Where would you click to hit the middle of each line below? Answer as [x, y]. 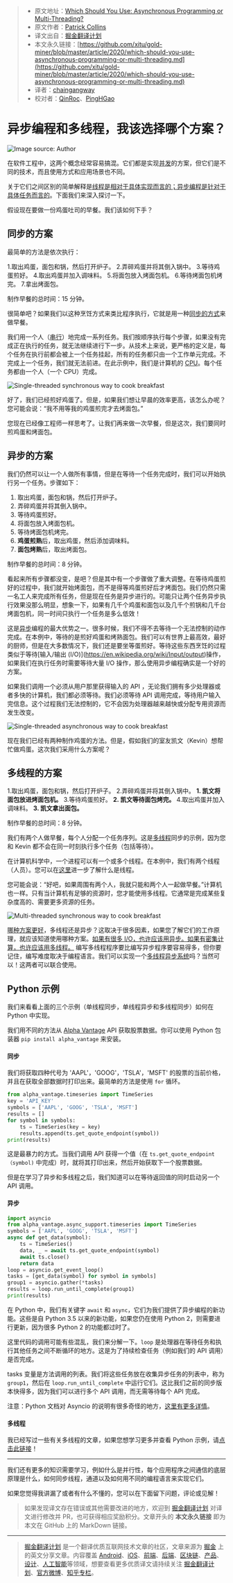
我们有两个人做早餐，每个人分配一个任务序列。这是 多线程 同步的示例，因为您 [116, 838]
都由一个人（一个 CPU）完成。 [57, 371]
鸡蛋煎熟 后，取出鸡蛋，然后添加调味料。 [75, 540]
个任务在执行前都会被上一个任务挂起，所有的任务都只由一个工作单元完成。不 [116, 354]
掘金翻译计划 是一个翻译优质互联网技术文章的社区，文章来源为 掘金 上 [124, 1547]
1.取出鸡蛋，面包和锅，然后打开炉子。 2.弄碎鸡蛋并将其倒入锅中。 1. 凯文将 [114, 791]
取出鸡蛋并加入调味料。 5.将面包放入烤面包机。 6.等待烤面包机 [128, 275]
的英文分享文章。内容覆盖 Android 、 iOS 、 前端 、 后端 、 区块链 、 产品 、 [123, 1555]
